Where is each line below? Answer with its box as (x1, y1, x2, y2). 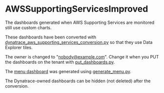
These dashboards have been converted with (5, 34, 97, 40)
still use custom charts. (5, 24, 52, 30)
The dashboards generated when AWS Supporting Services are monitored (5, 19, 155, 25)
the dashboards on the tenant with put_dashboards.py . (5, 59, 115, 65)
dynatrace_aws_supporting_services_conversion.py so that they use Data (5, 39, 153, 45)
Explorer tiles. (5, 44, 33, 50)
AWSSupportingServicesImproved (5, 3, 148, 15)
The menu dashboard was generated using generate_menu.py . (5, 68, 132, 74)
